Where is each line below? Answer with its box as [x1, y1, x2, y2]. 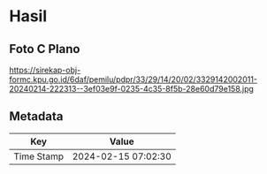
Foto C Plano [9, 42, 80, 57]
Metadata [9, 109, 64, 125]
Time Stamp [13, 150, 65, 163]
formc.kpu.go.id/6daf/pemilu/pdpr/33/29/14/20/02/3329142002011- [9, 74, 258, 85]
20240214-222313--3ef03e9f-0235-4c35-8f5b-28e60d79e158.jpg [9, 84, 255, 94]
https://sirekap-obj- [9, 64, 81, 75]
